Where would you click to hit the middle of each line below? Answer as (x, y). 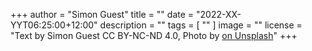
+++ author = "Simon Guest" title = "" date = (102, 14)
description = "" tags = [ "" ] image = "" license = (201, 25)
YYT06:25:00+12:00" (54, 25)
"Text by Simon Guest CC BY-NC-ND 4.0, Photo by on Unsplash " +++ (154, 35)
